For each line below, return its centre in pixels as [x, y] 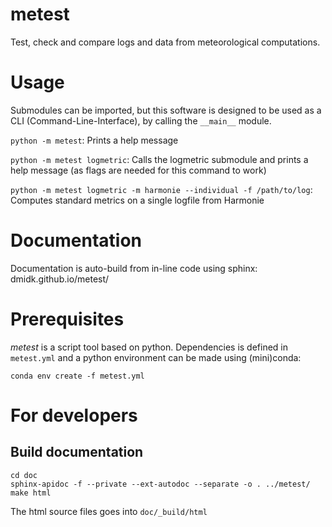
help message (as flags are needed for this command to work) [138, 170]
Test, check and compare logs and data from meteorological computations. [165, 42]
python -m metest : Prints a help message [94, 140]
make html [31, 493]
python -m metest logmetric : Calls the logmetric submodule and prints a [159, 159]
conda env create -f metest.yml [77, 376]
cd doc [24, 475]
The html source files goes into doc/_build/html [109, 511]
